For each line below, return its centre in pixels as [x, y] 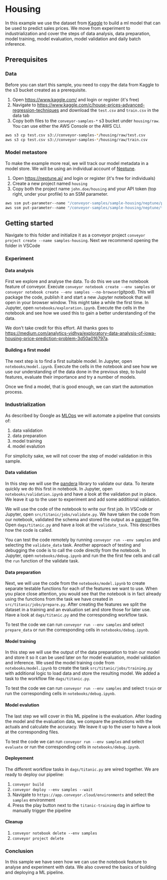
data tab [21, 115]
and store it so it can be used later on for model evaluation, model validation [83, 657]
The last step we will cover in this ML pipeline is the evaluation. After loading [83, 716]
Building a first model [28, 350]
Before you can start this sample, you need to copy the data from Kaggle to [82, 84]
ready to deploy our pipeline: [35, 774]
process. [14, 392]
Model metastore [26, 153]
